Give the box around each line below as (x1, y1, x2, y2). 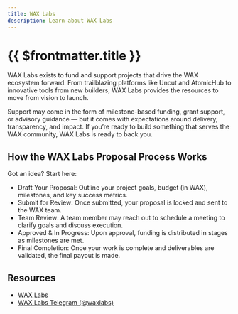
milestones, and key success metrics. (17, 191, 128, 200)
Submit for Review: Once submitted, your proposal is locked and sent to (17, 198, 228, 207)
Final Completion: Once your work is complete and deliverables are (17, 244, 215, 252)
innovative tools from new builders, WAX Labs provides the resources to (7, 86, 219, 94)
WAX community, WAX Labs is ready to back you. (7, 130, 153, 139)
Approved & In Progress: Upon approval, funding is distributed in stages (17, 229, 229, 237)
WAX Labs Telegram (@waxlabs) (17, 298, 114, 307)
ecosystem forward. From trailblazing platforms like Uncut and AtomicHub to (7, 79, 232, 87)
